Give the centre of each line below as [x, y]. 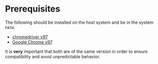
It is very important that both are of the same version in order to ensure [76, 51]
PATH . [10, 27]
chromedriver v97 [30, 37]
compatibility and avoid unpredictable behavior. [53, 56]
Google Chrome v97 [32, 42]
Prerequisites [33, 9]
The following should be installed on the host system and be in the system [79, 22]
